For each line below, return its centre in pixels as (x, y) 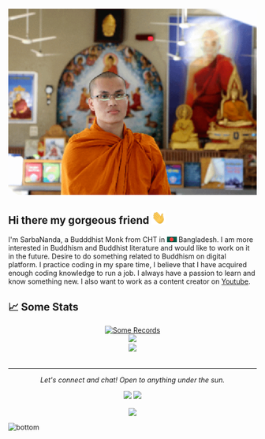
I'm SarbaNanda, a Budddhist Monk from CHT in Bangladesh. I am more (131, 239)
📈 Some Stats (43, 307)
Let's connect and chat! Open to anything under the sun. (132, 380)
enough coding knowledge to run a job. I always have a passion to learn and (132, 273)
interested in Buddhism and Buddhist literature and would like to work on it (129, 247)
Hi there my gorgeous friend (79, 220)
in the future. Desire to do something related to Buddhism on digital (117, 256)
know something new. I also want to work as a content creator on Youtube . (129, 281)
